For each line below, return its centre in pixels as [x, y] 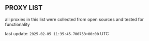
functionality [17, 24]
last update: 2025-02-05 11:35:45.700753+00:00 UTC [57, 33]
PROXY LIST [24, 8]
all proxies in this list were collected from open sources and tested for [74, 19]
